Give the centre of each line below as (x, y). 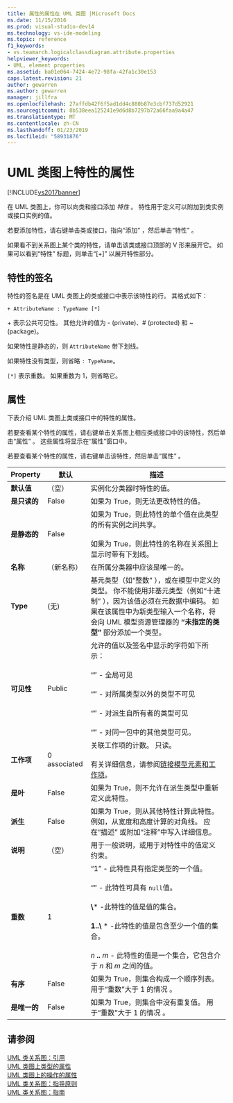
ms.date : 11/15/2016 (37, 20)
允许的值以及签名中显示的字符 (139, 645)
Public (58, 688)
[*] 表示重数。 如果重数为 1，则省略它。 (64, 375)
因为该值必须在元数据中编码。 (161, 601)
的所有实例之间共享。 (126, 524)
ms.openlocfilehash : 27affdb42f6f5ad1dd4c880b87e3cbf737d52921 (101, 104)
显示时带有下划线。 (122, 554)
